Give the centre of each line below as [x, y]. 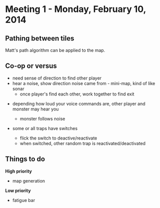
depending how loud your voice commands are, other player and [79, 103]
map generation [29, 180]
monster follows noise [43, 118]
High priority [19, 171]
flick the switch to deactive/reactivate [58, 138]
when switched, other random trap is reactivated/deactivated [83, 143]
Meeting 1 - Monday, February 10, [76, 9]
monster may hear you [35, 109]
